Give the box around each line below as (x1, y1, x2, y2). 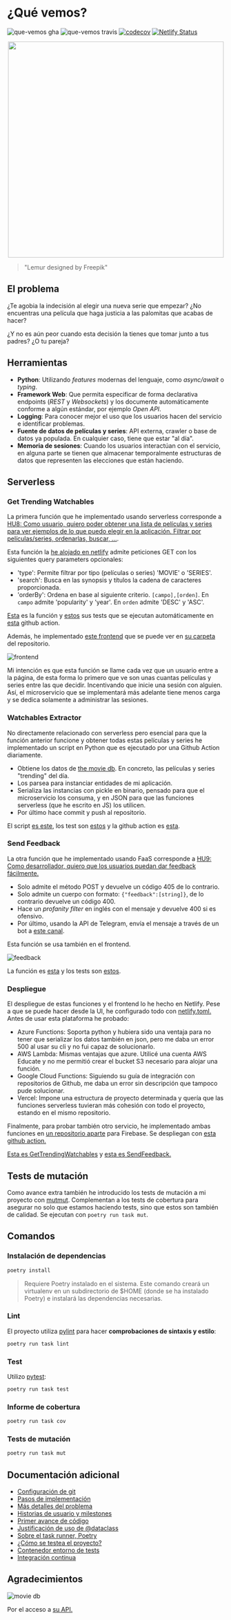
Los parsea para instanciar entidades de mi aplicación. (17, 779, 173, 787)
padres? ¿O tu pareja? (7, 337, 70, 345)
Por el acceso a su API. (7, 1605, 73, 1613)
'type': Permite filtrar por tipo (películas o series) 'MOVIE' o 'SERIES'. (17, 569, 212, 577)
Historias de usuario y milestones (17, 1509, 112, 1518)
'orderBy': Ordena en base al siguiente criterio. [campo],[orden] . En (17, 591, 209, 599)
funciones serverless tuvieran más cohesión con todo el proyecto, (17, 1101, 205, 1110)
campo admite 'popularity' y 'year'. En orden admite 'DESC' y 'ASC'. (17, 598, 205, 606)
